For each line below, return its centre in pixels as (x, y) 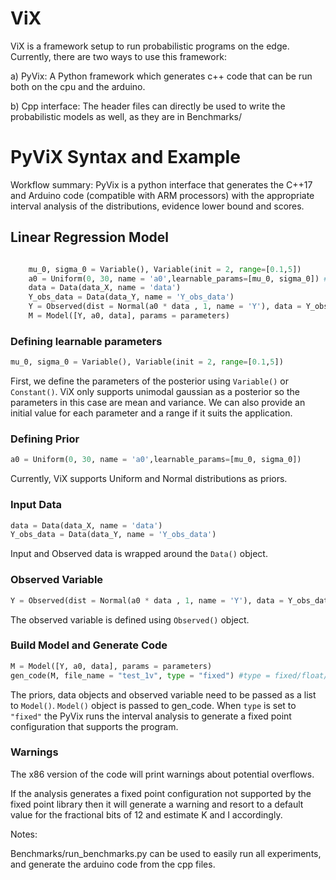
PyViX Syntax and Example (125, 157)
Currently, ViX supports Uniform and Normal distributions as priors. (149, 479)
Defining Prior (45, 439)
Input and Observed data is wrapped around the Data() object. (139, 554)
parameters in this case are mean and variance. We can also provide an (158, 403)
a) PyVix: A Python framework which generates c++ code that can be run (161, 76)
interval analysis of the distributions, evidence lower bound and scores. (157, 206)
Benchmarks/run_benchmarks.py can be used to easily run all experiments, (166, 853)
